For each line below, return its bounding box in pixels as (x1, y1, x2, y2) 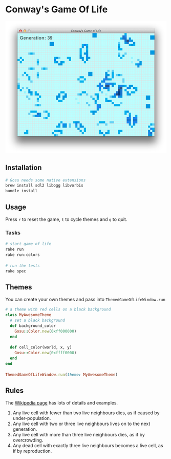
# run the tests (5, 263, 40, 268)
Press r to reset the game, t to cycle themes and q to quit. (5, 216, 127, 222)
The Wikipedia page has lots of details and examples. (5, 400, 118, 406)
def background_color (10, 323, 56, 328)
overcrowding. (12, 437, 44, 443)
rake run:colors (5, 252, 40, 258)
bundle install (5, 189, 38, 194)
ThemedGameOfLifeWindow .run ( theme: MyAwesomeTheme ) (5, 372, 118, 377)
